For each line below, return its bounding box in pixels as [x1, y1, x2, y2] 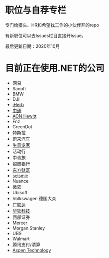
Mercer [12, 220, 28, 226]
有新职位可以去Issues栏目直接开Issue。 [5, 32, 86, 38]
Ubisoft [12, 189, 28, 195]
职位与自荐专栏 [5, 4, 67, 16]
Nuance [12, 178, 29, 184]
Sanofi [12, 85, 26, 91]
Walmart [12, 236, 30, 242]
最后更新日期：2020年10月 [5, 43, 60, 49]
